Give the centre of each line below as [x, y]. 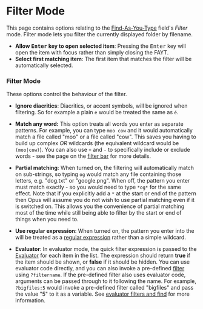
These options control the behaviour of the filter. [67, 94]
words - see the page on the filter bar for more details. [83, 156]
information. [30, 301]
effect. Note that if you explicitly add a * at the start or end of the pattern [106, 194]
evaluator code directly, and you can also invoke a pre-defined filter [100, 268]
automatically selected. [44, 65]
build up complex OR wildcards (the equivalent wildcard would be [97, 143]
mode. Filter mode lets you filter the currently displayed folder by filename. [99, 34]
